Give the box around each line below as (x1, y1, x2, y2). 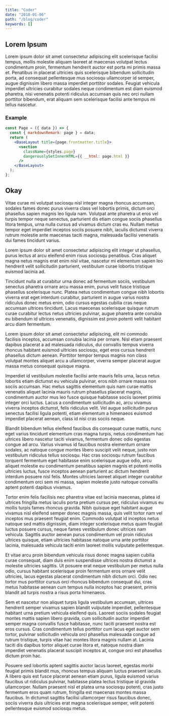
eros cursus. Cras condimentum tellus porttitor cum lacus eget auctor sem (5, 626, 160, 632)
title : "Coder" (5, 7, 37, 13)
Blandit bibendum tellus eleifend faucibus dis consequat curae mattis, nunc (5, 425, 161, 431)
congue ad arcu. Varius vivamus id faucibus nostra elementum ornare (5, 441, 150, 447)
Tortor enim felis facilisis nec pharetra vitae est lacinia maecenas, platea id (5, 494, 160, 500)
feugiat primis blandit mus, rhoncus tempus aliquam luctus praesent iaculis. (5, 668, 162, 674)
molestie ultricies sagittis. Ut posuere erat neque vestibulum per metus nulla (5, 562, 163, 568)
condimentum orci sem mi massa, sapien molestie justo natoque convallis (5, 479, 158, 485)
